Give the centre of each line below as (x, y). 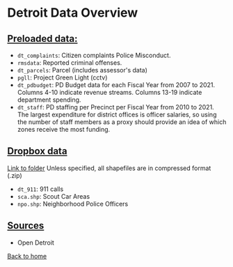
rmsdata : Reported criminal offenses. (70, 63)
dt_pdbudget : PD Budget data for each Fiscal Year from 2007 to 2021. (116, 85)
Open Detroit (35, 243)
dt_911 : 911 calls (40, 189)
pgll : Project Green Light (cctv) (62, 77)
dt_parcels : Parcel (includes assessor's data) (82, 70)
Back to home (27, 256)
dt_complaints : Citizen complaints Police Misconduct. (94, 55)
